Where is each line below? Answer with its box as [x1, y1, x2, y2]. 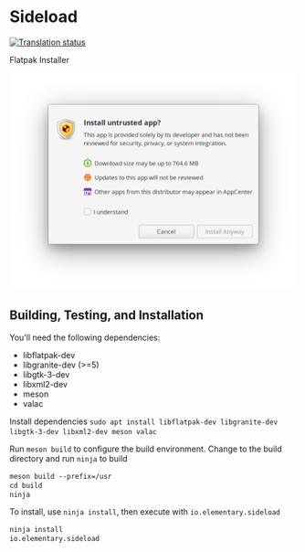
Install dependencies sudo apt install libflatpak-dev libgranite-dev [9, 416, 279, 427]
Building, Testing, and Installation [9, 308, 204, 324]
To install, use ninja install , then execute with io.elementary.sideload [9, 505, 280, 517]
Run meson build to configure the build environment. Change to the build [9, 443, 283, 454]
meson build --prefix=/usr [9, 472, 112, 481]
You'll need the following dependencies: [9, 332, 161, 343]
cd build [9, 481, 43, 490]
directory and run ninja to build [9, 452, 128, 463]
